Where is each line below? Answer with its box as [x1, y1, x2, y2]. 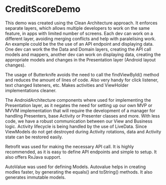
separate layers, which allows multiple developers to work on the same [5, 25, 150, 31]
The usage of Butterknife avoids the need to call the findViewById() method [5, 71, 160, 77]
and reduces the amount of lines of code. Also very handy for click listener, [5, 77, 159, 83]
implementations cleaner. [5, 87, 57, 93]
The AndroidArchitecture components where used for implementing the [5, 97, 151, 103]
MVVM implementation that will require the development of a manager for [5, 108, 156, 114]
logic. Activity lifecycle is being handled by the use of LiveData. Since [5, 123, 147, 129]
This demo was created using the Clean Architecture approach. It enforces [5, 20, 158, 26]
